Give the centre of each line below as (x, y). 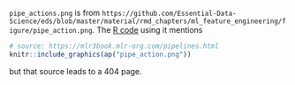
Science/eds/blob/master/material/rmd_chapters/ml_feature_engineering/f (148, 21)
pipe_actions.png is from (55, 13)
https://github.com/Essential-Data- (169, 13)
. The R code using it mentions (147, 30)
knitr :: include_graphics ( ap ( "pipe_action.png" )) (100, 54)
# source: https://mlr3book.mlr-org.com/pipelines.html (114, 46)
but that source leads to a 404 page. (76, 71)
